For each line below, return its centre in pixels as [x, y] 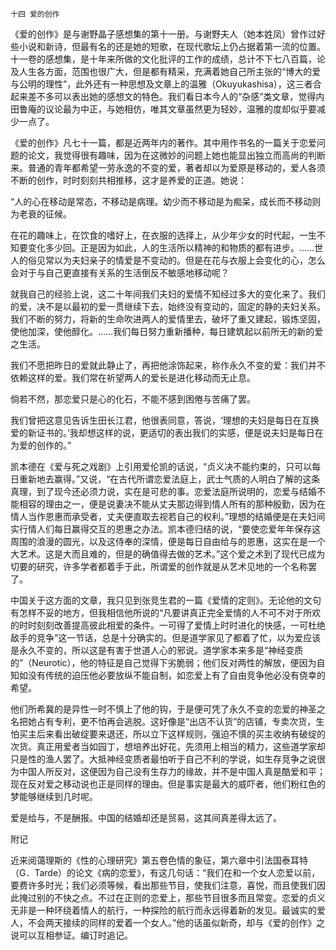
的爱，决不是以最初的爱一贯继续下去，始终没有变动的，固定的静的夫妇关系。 [168, 306]
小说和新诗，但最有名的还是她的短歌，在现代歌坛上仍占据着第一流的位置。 [172, 46]
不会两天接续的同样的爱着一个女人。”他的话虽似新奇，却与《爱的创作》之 [176, 922]
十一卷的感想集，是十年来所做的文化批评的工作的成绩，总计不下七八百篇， [163, 59]
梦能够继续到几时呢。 [54, 796]
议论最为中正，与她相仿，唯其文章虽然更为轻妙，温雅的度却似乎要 [180, 109]
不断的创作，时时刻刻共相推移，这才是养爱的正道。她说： [128, 180]
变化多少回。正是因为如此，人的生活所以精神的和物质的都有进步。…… [171, 247]
